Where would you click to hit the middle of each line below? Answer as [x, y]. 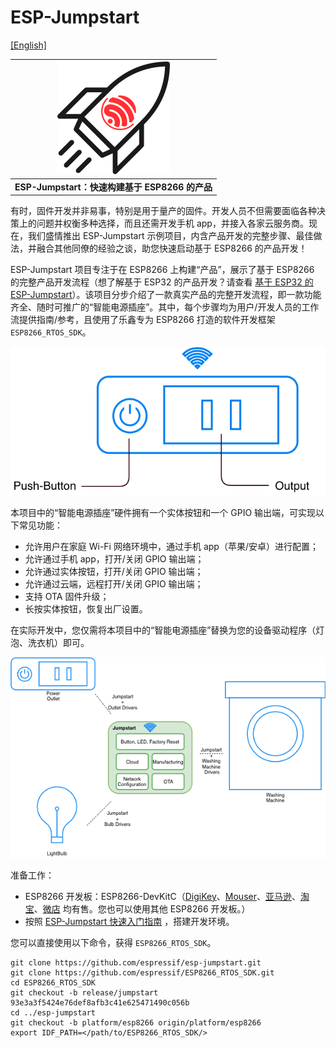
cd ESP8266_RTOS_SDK [53, 982]
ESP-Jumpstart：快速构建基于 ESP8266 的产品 [113, 187]
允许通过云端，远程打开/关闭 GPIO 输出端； [114, 583]
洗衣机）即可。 [58, 642]
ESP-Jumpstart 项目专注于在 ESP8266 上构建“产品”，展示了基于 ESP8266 [162, 270]
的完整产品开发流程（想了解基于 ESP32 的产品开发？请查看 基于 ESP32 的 [162, 282]
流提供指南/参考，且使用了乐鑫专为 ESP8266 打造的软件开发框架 [143, 320]
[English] [28, 45]
